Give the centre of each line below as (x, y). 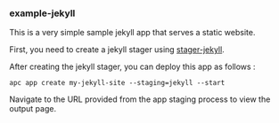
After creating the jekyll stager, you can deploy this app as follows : (132, 67)
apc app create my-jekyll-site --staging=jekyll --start (117, 83)
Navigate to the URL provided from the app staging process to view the (140, 99)
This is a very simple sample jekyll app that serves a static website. (132, 33)
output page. (33, 109)
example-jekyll (42, 13)
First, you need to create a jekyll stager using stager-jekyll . (117, 50)
